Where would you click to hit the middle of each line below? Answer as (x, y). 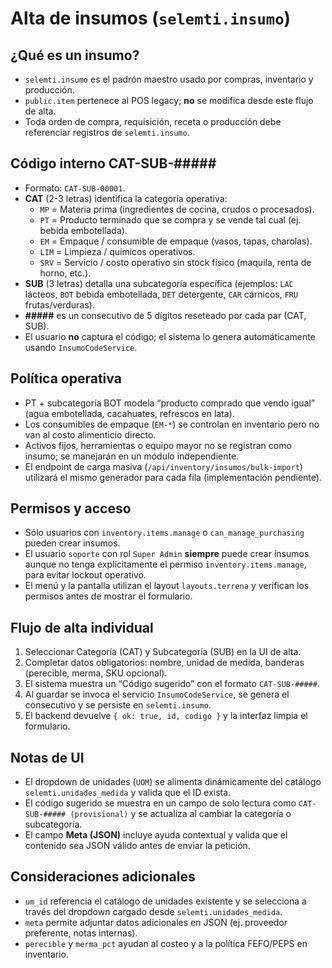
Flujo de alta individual (82, 627)
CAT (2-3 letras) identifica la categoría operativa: (126, 198)
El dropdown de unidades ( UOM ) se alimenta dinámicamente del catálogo (173, 782)
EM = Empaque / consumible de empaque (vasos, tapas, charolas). (176, 241)
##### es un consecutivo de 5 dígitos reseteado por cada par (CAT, (165, 315)
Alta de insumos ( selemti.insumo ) (151, 18)
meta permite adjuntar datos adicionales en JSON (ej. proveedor (156, 922)
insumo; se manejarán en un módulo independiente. (132, 456)
